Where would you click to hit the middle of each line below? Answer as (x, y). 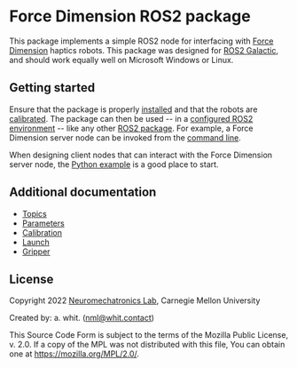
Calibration (42, 232)
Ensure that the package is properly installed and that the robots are (133, 109)
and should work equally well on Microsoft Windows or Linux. (121, 60)
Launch (36, 242)
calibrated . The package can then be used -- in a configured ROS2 (131, 118)
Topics (34, 213)
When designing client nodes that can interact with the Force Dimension (141, 155)
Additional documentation (83, 192)
